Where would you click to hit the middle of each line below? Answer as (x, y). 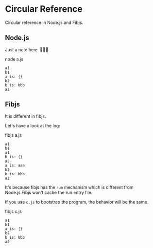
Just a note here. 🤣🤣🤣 (27, 49)
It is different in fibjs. (25, 116)
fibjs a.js (13, 135)
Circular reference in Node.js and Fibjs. (44, 22)
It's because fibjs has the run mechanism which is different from (69, 187)
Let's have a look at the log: (33, 125)
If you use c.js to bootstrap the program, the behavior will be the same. (77, 202)
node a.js (14, 59)
